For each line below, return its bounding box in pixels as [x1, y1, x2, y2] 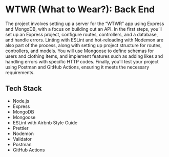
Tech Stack [5, 84, 42, 93]
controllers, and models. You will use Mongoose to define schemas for [5, 48, 154, 54]
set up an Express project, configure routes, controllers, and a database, [5, 31, 158, 37]
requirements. [5, 69, 35, 75]
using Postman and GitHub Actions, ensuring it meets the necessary [5, 64, 150, 70]
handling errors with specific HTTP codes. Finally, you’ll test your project [5, 58, 159, 64]
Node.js [12, 98, 30, 104]
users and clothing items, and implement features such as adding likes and [5, 53, 163, 59]
